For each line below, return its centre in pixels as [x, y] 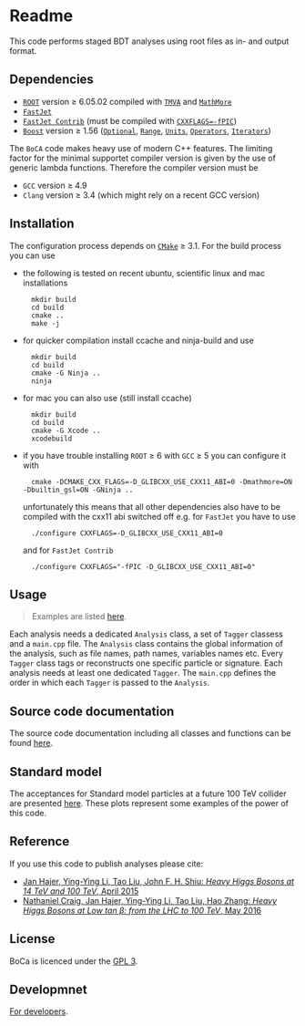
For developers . [39, 1011]
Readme [41, 16]
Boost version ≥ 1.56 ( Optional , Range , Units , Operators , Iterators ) [147, 130]
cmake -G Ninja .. [66, 373]
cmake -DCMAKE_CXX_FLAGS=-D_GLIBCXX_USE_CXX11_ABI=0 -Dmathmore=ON [162, 482]
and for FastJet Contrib [68, 550]
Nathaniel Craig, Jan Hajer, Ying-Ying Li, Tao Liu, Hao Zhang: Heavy [150, 900]
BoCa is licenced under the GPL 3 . [74, 961]
